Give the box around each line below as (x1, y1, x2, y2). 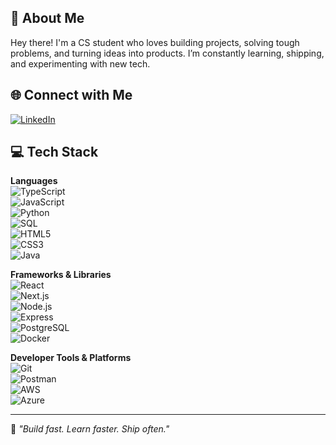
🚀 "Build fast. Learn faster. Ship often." (10, 423, 170, 435)
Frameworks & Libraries (10, 269, 112, 281)
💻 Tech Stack (10, 144, 99, 161)
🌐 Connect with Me (10, 87, 133, 104)
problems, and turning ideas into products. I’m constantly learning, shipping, (10, 47, 325, 59)
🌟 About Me (10, 10, 85, 27)
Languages (10, 175, 58, 187)
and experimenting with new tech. (10, 57, 151, 70)
